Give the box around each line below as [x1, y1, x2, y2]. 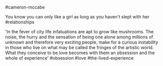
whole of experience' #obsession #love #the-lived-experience [5, 55, 134, 61]
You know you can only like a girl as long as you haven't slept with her [5, 14, 149, 19]
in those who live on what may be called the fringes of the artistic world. [5, 45, 154, 50]
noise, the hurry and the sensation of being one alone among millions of [5, 34, 153, 40]
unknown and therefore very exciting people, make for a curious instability [5, 39, 158, 45]
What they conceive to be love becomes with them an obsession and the [5, 50, 155, 56]
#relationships [5, 19, 34, 25]
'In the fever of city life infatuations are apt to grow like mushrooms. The [5, 29, 154, 34]
